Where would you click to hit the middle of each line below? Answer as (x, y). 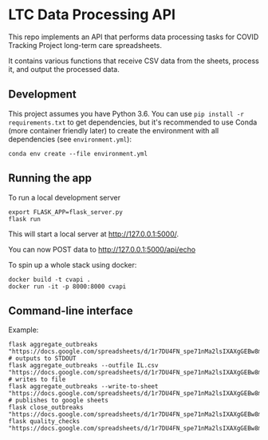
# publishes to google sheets (59, 401)
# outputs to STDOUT (43, 359)
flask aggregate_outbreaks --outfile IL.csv (83, 366)
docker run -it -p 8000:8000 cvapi (67, 286)
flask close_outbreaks (46, 408)
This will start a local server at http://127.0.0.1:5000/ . (94, 234)
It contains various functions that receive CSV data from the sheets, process (134, 61)
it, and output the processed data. (64, 69)
